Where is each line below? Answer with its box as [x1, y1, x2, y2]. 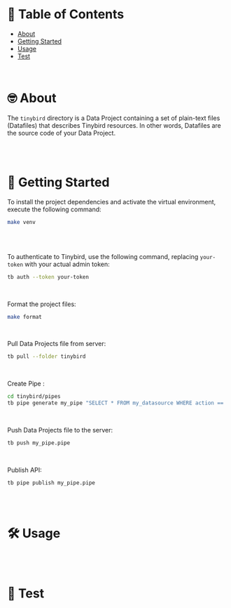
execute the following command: [7, 205, 101, 213]
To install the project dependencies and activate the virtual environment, [7, 197, 216, 206]
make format [7, 313, 42, 320]
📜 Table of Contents [7, 6, 125, 22]
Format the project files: [7, 300, 76, 308]
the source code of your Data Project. [7, 128, 116, 137]
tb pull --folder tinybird [7, 353, 86, 360]
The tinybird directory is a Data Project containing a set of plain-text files [7, 114, 220, 122]
